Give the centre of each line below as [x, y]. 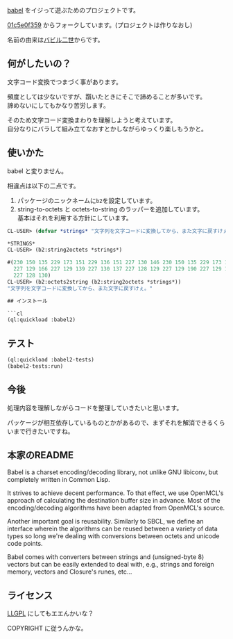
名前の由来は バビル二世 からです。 [55, 40]
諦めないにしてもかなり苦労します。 [58, 105]
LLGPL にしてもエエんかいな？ [51, 613]
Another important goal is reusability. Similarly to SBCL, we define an [105, 521]
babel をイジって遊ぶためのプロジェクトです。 [74, 10]
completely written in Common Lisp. [59, 480]
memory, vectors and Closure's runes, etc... [70, 572]
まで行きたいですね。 [43, 431]
